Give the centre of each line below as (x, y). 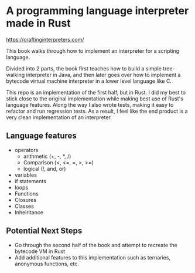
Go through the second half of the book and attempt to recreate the (96, 245)
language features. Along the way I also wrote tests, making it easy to (90, 105)
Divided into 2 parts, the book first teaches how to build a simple (84, 68)
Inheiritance (29, 212)
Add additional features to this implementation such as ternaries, (93, 257)
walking (16, 75)
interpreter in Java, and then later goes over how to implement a (103, 75)
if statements (30, 181)
